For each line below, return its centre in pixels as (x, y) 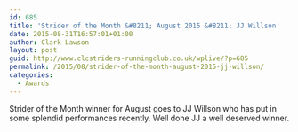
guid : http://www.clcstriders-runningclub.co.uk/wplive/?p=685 (129, 58)
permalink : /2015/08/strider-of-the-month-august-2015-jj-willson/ (137, 67)
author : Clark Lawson (49, 42)
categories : (31, 75)
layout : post (33, 50)
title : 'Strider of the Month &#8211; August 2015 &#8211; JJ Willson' (145, 26)
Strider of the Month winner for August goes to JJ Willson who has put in (143, 108)
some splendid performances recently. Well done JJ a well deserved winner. (149, 118)
